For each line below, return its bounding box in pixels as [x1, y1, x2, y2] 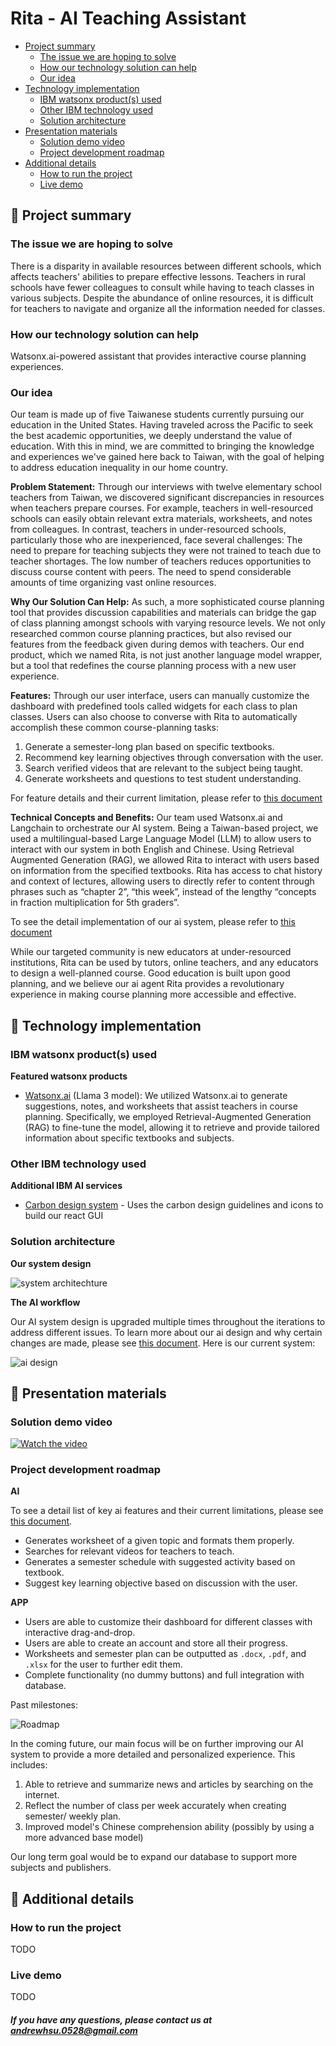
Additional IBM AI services [10, 1180, 123, 1192]
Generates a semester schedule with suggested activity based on [24, 1556, 296, 1568]
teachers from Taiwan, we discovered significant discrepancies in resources [10, 492, 325, 504]
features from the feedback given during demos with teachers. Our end [10, 638, 305, 651]
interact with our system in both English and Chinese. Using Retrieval [10, 843, 295, 856]
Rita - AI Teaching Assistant [10, 7, 247, 30]
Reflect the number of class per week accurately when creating [24, 1800, 287, 1812]
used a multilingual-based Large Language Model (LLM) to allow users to [10, 833, 312, 845]
